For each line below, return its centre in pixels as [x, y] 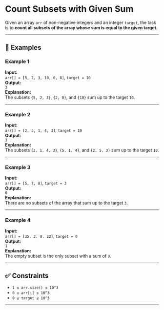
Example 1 [17, 62]
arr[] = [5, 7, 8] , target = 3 [36, 183]
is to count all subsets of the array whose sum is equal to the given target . [81, 27]
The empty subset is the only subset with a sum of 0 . [58, 256]
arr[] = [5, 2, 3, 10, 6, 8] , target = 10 [48, 77]
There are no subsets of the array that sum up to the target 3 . [66, 203]
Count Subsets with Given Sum [69, 9]
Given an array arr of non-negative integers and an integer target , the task [81, 22]
